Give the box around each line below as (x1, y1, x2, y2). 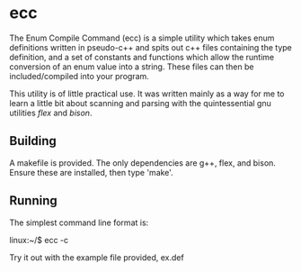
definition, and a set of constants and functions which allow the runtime (9, 51, 275, 62)
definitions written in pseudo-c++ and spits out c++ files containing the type (9, 41, 292, 52)
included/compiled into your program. (9, 70, 150, 81)
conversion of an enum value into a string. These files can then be (9, 61, 254, 72)
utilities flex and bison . (9, 107, 93, 118)
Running (9, 193, 58, 209)
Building (9, 133, 57, 149)
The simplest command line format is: (9, 217, 149, 228)
